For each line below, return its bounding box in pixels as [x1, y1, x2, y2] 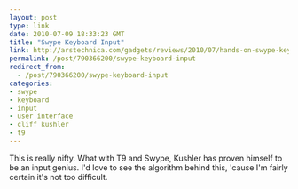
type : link [9, 21, 50, 30]
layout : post [9, 12, 58, 22]
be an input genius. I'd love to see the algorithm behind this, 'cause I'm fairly [9, 161, 288, 173]
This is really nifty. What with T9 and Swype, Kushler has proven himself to [9, 153, 283, 163]
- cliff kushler [9, 121, 69, 130]
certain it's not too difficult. [9, 171, 108, 182]
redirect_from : [9, 63, 66, 72]
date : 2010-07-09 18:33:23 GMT [9, 29, 125, 38]
